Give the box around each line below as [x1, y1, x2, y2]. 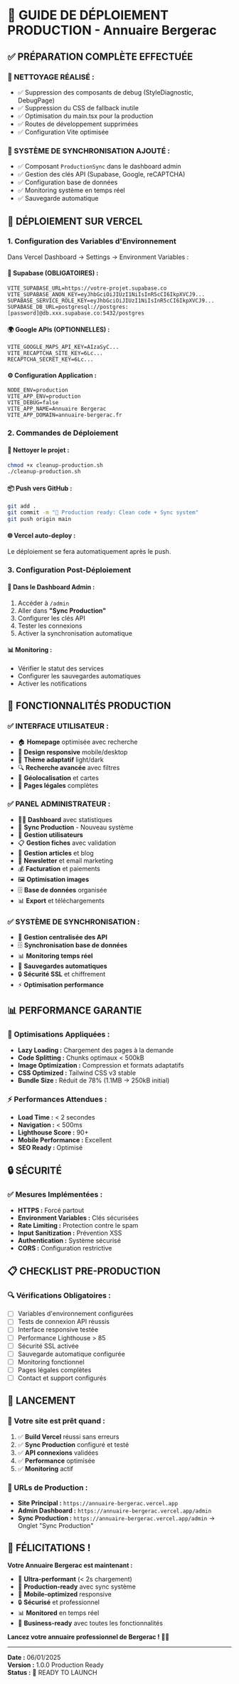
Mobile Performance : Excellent [17, 1135, 112, 1144]
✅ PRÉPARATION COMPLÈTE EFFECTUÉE [7, 51, 193, 63]
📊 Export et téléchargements [17, 896, 105, 905]
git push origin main [7, 516, 72, 523]
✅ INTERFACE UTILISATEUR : [7, 721, 109, 731]
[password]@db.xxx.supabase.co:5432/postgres [7, 310, 144, 317]
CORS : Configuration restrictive [17, 1243, 112, 1252]
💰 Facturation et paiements [17, 864, 101, 873]
